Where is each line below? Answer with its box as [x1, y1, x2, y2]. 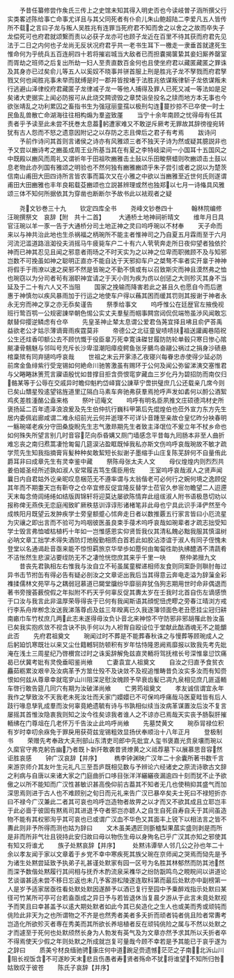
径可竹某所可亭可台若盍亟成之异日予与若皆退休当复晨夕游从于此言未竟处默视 [7, 894, 227, 902]
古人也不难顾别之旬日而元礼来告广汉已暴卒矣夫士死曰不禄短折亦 [43, 789, 227, 797]
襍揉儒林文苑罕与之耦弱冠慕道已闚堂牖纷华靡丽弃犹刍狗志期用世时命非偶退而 [7, 579, 227, 588]
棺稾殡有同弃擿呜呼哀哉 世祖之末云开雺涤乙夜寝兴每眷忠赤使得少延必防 [7, 353, 223, 361]
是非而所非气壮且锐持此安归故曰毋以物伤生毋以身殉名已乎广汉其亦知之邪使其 [7, 833, 227, 840]
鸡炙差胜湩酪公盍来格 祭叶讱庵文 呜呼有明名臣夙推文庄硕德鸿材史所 [7, 397, 224, 404]
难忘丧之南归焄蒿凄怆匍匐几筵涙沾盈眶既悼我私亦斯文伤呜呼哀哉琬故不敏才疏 [7, 440, 227, 448]
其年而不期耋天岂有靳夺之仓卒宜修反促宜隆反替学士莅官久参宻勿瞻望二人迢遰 [7, 484, 227, 491]
